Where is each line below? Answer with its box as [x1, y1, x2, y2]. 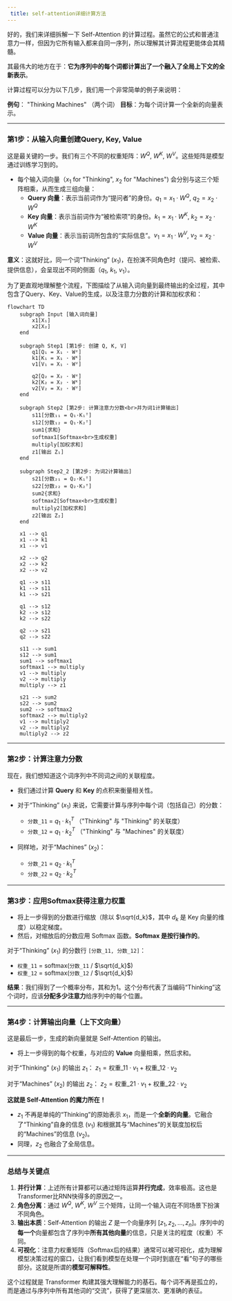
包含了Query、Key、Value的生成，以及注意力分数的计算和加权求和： [7, 290, 202, 298]
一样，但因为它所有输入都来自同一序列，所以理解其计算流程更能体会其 [19, 39, 219, 47]
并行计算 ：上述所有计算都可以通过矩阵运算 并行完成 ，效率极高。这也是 [17, 1183, 217, 1192]
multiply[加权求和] [32, 441, 84, 449]
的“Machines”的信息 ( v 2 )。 [17, 1130, 94, 1140]
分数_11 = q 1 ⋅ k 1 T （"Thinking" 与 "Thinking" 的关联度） [27, 816, 184, 827]
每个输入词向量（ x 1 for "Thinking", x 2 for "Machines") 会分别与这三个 [17, 174, 213, 185]
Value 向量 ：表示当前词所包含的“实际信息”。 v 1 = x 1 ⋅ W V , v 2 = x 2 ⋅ [27, 230, 215, 241]
